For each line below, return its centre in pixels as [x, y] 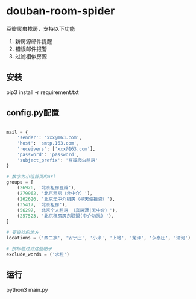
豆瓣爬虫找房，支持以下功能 [41, 28]
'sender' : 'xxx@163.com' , [50, 138]
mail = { [17, 132]
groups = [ [20, 182]
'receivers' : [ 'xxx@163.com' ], [56, 149]
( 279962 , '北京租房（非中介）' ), [55, 194]
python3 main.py [27, 289]
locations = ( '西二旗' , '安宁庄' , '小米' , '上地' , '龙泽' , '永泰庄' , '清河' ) [99, 238]
